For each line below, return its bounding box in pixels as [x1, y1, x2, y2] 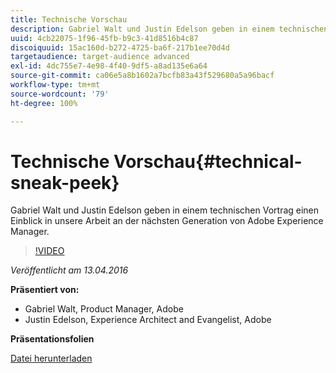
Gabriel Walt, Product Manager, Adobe [24, 303, 184, 315]
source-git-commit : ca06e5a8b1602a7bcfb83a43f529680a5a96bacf [10, 71, 275, 81]
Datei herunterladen [10, 352, 93, 365]
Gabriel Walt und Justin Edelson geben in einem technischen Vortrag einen [10, 204, 320, 216]
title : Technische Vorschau [10, 14, 128, 25]
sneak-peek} [10, 171, 120, 194]
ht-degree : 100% [10, 98, 78, 108]
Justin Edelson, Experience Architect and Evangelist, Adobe [24, 314, 272, 326]
